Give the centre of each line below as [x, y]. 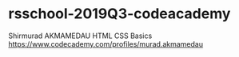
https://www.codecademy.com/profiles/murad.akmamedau [106, 44]
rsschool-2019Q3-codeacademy [119, 14]
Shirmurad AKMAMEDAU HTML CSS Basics [80, 36]
